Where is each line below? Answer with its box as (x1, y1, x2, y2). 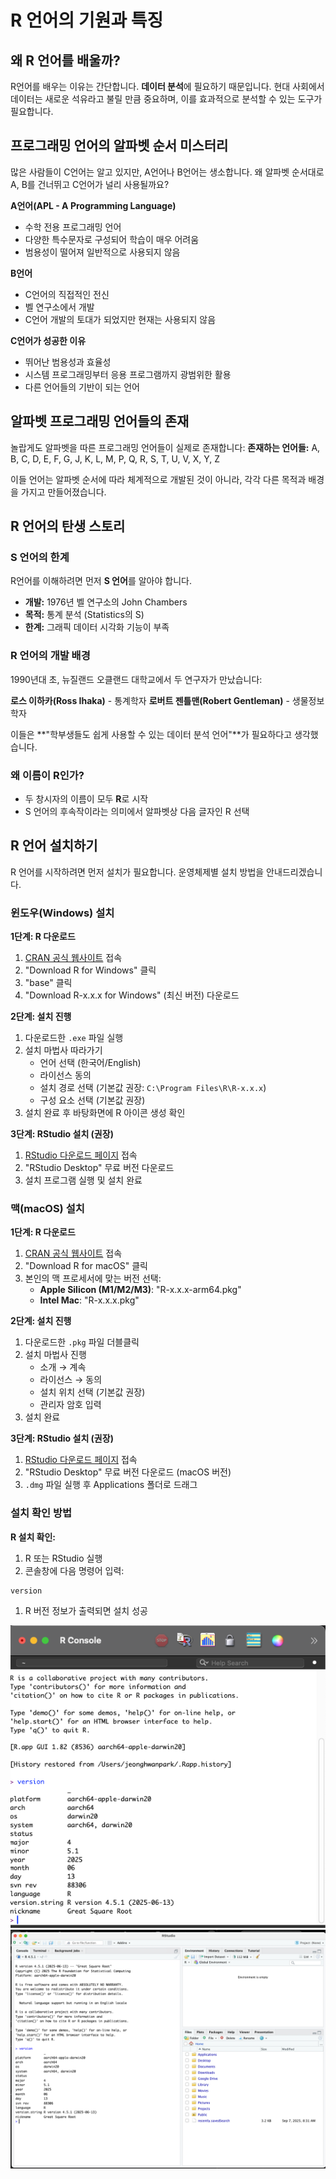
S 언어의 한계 (10, 550, 70, 564)
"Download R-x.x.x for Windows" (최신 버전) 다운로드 (24, 989, 240, 1001)
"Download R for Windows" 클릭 (24, 964, 157, 976)
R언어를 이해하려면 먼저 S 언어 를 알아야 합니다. (10, 575, 192, 587)
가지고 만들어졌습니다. (20, 486, 107, 498)
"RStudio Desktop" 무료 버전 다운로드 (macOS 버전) (24, 1466, 232, 1478)
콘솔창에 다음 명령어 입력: (24, 1564, 125, 1576)
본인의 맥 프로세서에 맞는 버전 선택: (24, 1272, 162, 1285)
